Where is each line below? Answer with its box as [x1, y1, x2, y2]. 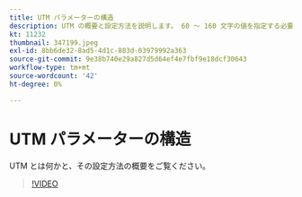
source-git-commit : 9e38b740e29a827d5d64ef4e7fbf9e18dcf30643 [9, 55, 247, 64]
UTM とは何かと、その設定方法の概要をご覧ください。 [9, 160, 211, 171]
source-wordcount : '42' [9, 72, 99, 81]
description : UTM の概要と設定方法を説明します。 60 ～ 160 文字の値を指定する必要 [9, 21, 295, 30]
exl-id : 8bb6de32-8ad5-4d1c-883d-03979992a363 [9, 47, 187, 56]
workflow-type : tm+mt [9, 64, 91, 73]
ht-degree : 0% [9, 80, 63, 89]
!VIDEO [31, 178, 58, 189]
